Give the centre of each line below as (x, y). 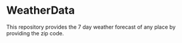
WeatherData (41, 10)
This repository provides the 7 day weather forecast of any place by (91, 27)
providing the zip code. (35, 33)
